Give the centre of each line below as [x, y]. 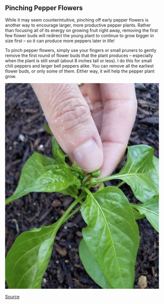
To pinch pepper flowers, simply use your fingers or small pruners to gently [81, 50]
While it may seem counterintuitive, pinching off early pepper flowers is [77, 20]
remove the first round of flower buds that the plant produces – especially [79, 55]
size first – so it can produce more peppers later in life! [60, 41]
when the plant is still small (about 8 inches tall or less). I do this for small [79, 60]
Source [12, 297]
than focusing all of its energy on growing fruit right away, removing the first [82, 30]
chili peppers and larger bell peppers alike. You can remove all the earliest [79, 66]
